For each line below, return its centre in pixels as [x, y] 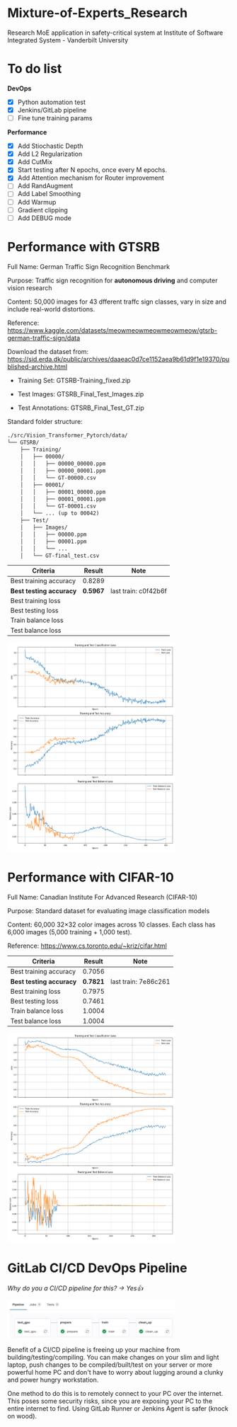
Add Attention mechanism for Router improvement [91, 178]
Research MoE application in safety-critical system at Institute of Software [115, 33]
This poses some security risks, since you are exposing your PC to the [110, 1401]
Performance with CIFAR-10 [91, 877]
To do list [35, 69]
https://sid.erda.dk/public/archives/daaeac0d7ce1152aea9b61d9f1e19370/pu [118, 359]
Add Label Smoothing [49, 194]
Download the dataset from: [48, 351]
